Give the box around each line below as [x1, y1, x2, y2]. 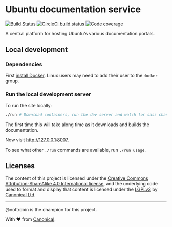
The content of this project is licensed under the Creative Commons [5, 175, 148, 181]
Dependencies [5, 60, 42, 68]
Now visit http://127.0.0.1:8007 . [5, 137, 69, 143]
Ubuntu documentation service [5, 4, 141, 15]
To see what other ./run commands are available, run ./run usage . [5, 147, 146, 153]
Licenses [5, 161, 35, 170]
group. [5, 78, 19, 84]
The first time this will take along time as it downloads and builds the [5, 121, 149, 128]
